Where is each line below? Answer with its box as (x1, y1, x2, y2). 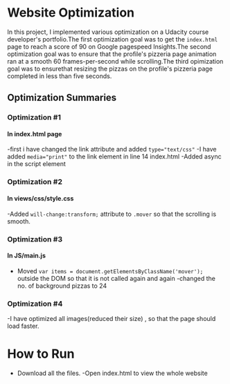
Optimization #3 (7, 234, 63, 244)
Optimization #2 (7, 177, 63, 187)
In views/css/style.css (7, 194, 74, 202)
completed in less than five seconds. (7, 71, 112, 80)
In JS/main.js (7, 251, 46, 260)
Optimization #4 (7, 299, 63, 309)
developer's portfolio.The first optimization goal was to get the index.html (7, 35, 218, 43)
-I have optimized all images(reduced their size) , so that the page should (7, 315, 216, 322)
